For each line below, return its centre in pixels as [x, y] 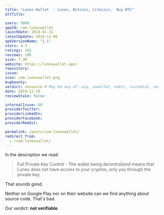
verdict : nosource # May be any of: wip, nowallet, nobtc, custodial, [78, 87]
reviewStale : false [25, 96]
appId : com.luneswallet [29, 27]
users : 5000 [17, 23]
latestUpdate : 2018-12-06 [31, 37]
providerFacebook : [24, 119]
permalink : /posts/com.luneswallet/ [42, 132]
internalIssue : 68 [24, 105]
